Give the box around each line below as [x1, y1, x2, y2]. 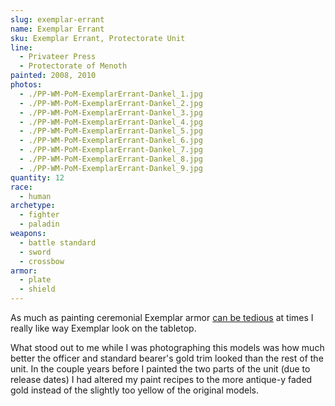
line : [10, 42, 33, 53]
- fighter [19, 210, 60, 220]
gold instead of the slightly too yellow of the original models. [10, 384, 259, 396]
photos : [10, 80, 43, 90]
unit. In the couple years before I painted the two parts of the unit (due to [10, 363, 311, 375]
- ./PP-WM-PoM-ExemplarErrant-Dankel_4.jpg [19, 117, 203, 127]
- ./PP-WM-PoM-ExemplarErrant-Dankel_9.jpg [19, 163, 203, 173]
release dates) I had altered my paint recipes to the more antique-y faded [10, 374, 313, 385]
